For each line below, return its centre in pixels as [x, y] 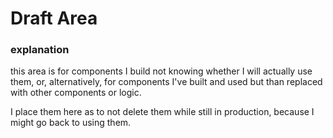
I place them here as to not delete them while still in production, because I [162, 112]
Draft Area [54, 18]
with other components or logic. [76, 93]
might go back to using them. [71, 123]
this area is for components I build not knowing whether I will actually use [161, 71]
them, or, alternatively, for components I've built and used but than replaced [166, 82]
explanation [40, 50]
